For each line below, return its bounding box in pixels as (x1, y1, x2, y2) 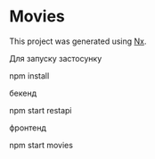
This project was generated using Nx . (9, 36, 147, 46)
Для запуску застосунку (9, 53, 102, 63)
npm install (9, 70, 50, 81)
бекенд (9, 88, 37, 98)
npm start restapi (9, 105, 73, 115)
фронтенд (9, 122, 47, 133)
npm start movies (9, 139, 74, 150)
